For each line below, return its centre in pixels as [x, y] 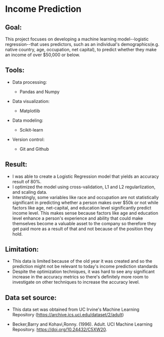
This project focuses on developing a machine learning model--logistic [77, 39]
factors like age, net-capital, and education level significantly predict [82, 207]
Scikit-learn [31, 130]
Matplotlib [30, 111]
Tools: [15, 70]
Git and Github [34, 149]
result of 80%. [27, 181]
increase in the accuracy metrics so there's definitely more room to [80, 277]
